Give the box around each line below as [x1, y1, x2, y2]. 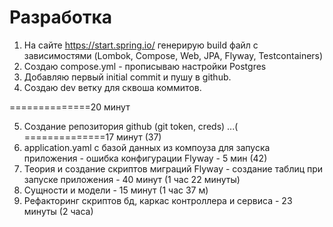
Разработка [9, 6, 113, 29]
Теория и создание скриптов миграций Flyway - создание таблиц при [23, 162, 324, 175]
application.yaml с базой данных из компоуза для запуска [23, 141, 271, 153]
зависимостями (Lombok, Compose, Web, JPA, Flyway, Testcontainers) [23, 49, 324, 61]
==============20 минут [9, 101, 131, 113]
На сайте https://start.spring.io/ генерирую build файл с [23, 39, 259, 51]
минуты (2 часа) [23, 205, 94, 217]
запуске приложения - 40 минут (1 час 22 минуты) [23, 173, 241, 185]
